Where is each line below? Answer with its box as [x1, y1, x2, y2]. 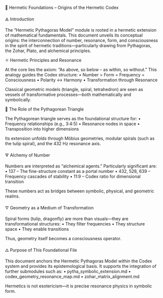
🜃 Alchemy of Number [5, 152, 50, 158]
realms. [5, 193, 20, 199]
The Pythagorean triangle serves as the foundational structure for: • [5, 116, 141, 121]
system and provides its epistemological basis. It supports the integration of [5, 263, 157, 269]
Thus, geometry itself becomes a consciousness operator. [5, 236, 122, 241]
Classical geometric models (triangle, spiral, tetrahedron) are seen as [5, 87, 143, 92]
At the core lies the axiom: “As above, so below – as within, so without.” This [5, 67, 157, 73]
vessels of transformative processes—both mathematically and [5, 92, 131, 97]
